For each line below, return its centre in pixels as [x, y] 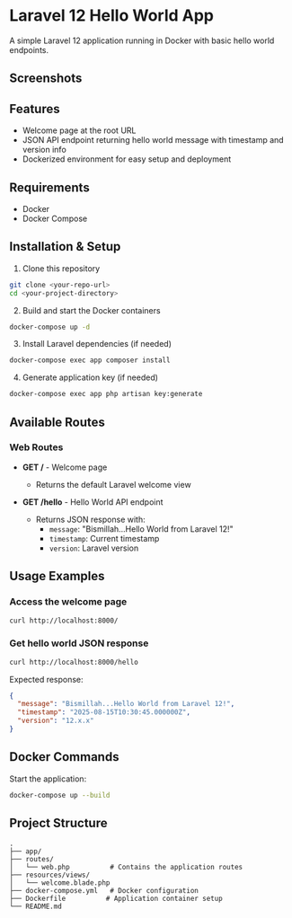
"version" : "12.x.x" [56, 721]
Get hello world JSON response [79, 643]
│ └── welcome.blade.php [60, 883]
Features [35, 109]
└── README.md [36, 907]
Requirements [49, 187]
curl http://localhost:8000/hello [74, 662]
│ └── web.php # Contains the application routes [126, 868]
